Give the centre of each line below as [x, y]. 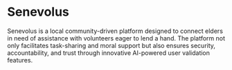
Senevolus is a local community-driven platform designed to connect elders [115, 31]
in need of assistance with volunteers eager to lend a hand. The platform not [116, 38]
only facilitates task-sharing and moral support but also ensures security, [111, 45]
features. [20, 60]
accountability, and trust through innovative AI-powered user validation [108, 53]
